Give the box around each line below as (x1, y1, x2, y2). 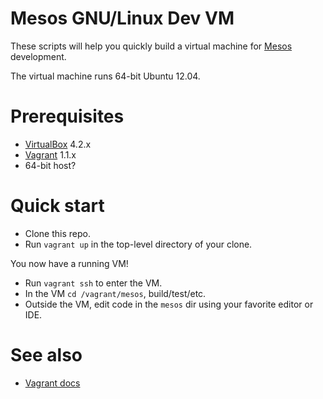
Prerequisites (10, 105, 125, 128)
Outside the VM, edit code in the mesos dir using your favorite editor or (24, 298, 314, 310)
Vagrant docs (24, 377, 81, 389)
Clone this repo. (24, 227, 91, 239)
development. (10, 50, 67, 62)
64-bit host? (24, 159, 77, 171)
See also (10, 344, 83, 366)
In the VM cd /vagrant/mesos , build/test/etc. (24, 287, 207, 299)
